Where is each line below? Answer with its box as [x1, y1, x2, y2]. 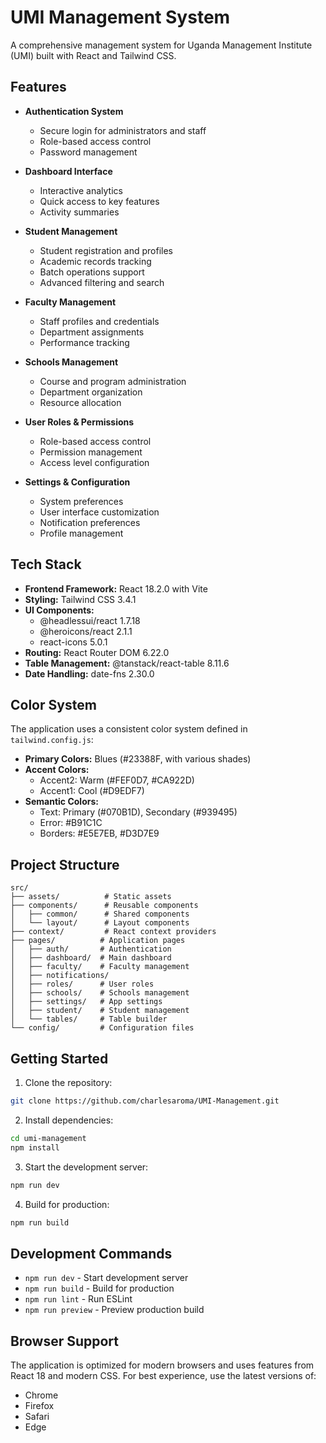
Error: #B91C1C [39, 817, 103, 829]
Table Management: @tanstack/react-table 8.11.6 [24, 657, 230, 669]
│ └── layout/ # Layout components [10, 918, 190, 928]
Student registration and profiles [39, 244, 173, 256]
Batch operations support [39, 266, 145, 278]
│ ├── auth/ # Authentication [10, 944, 172, 955]
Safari [24, 1411, 50, 1422]
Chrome [24, 1389, 59, 1401]
